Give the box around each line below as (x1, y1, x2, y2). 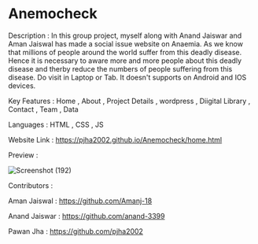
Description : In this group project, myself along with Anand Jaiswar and (8, 31, 242, 40)
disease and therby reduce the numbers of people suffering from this (8, 64, 233, 73)
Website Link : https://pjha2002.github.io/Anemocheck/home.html (8, 135, 223, 144)
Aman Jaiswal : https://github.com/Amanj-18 (8, 196, 153, 205)
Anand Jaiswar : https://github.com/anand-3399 (8, 211, 165, 220)
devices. (8, 80, 36, 91)
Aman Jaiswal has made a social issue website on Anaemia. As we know (8, 39, 244, 48)
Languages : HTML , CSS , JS (8, 120, 104, 129)
